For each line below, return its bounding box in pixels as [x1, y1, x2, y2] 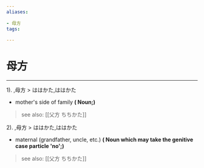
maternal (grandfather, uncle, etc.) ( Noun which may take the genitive [15, 136, 194, 143]
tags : [6, 25, 20, 32]
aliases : [6, 8, 29, 15]
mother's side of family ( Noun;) [15, 98, 96, 106]
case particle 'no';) [15, 143, 65, 150]
